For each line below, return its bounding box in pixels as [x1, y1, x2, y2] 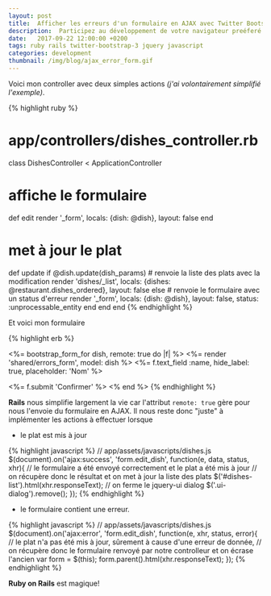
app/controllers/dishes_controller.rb [8, 131, 259, 150]
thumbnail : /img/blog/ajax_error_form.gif [8, 57, 153, 65]
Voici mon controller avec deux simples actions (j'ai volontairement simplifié [8, 78, 261, 89]
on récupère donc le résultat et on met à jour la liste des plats [8, 471, 212, 481]
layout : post [8, 11, 52, 20]
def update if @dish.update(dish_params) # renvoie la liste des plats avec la [8, 268, 261, 277]
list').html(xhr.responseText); [8, 480, 103, 490]
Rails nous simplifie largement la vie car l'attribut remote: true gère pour [8, 397, 250, 407]
